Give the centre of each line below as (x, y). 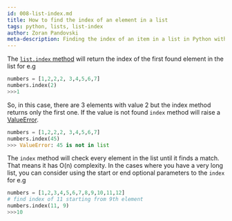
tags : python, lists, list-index (55, 26)
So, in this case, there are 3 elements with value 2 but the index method (109, 105)
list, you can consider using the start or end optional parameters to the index (116, 173)
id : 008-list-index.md (40, 13)
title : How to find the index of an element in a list (88, 20)
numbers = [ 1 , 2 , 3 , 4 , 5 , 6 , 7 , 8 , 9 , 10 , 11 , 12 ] (66, 193)
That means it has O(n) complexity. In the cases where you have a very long (115, 166)
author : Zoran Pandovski (43, 33)
